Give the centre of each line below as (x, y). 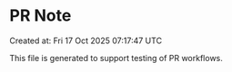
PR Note (40, 16)
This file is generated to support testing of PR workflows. (116, 58)
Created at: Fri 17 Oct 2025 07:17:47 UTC (86, 40)
